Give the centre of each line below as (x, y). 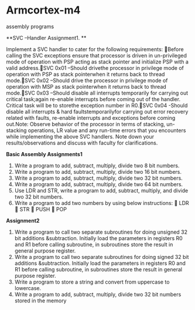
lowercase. (28, 288)
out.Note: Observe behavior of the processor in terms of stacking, (86, 124)
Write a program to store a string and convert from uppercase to (92, 282)
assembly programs (30, 26)
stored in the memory (40, 301)
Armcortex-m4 (43, 10)
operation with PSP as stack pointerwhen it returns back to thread (85, 74)
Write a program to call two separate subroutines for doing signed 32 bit (102, 257)
